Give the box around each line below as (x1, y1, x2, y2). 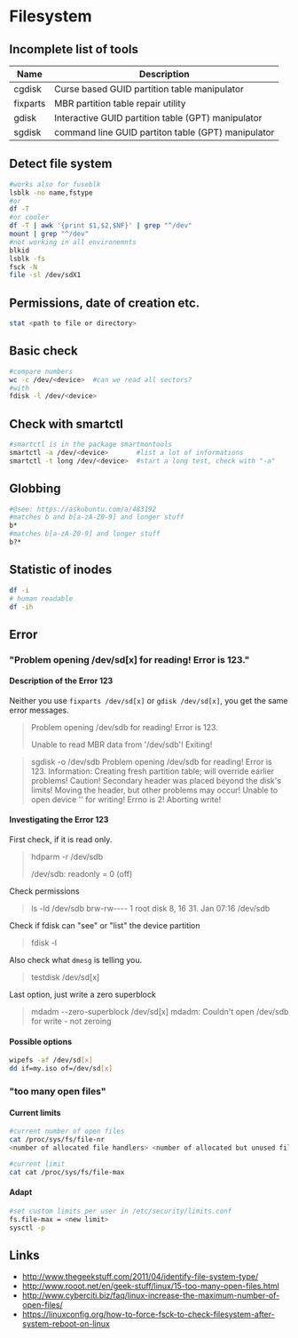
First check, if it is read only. (9, 834, 113, 845)
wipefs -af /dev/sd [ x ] (9, 1055, 93, 1065)
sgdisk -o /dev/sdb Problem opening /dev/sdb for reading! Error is (30, 756, 272, 767)
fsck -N (9, 262, 38, 272)
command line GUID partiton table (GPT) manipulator (54, 126, 275, 139)
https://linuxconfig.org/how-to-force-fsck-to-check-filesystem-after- (21, 1309, 275, 1320)
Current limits (9, 1107, 61, 1118)
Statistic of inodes (9, 562, 113, 577)
